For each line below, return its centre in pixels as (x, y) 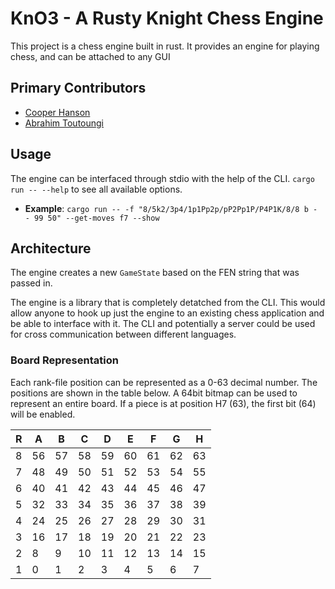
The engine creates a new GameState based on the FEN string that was (155, 273)
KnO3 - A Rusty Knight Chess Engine (167, 18)
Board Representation (64, 360)
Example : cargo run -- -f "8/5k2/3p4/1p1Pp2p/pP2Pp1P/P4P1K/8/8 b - (171, 208)
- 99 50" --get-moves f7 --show (92, 218)
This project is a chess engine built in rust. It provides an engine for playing (165, 46)
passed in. (31, 283)
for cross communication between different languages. (123, 334)
